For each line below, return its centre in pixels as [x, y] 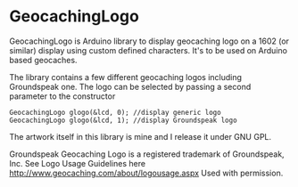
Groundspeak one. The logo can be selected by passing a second [130, 86]
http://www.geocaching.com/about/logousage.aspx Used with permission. [146, 173]
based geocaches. [43, 60]
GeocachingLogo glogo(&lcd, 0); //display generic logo [115, 112]
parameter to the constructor [62, 96]
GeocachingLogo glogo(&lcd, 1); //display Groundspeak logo [124, 120]
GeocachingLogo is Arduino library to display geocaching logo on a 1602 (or [149, 41]
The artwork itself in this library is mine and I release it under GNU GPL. [141, 136]
